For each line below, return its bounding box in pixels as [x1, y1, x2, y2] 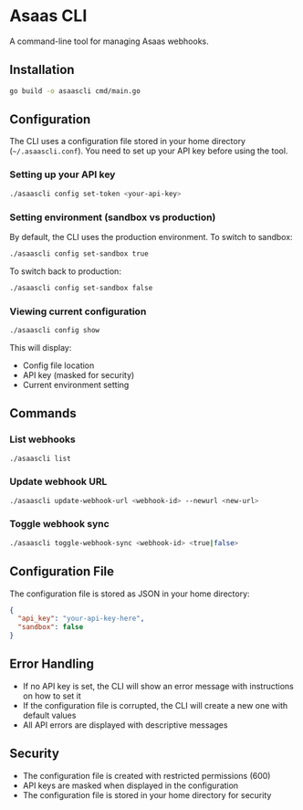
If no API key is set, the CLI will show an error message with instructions [22, 680, 294, 691]
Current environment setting [22, 379, 130, 390]
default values [22, 710, 77, 721]
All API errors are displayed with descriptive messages [22, 719, 228, 731]
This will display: [9, 342, 72, 352]
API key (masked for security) [22, 369, 135, 380]
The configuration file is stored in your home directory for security [22, 789, 272, 800]
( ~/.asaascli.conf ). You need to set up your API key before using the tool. [9, 145, 288, 156]
